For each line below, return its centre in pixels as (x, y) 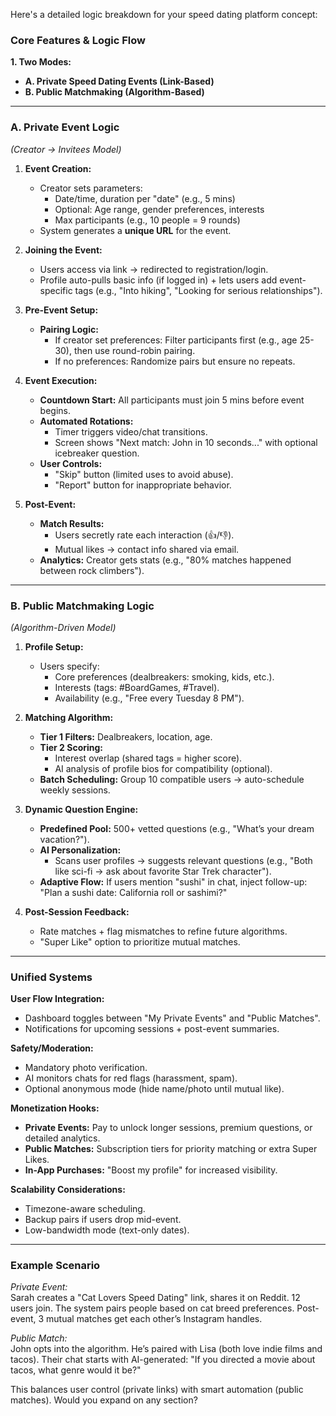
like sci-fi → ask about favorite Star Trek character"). (163, 871)
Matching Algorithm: (69, 717)
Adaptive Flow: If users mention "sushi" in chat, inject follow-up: (173, 881)
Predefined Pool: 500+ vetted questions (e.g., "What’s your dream (177, 828)
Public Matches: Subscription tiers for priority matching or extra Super (171, 1149)
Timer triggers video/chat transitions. (131, 431)
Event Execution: (61, 380)
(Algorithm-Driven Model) (63, 627)
